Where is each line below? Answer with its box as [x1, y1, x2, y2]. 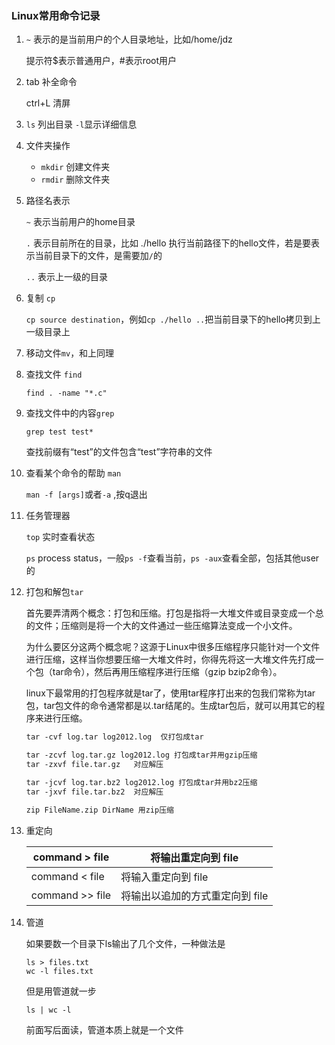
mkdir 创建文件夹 [40, 161, 111, 173]
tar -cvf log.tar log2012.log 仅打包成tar [25, 732, 204, 742]
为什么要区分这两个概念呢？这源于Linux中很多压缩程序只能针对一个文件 [25, 641, 321, 653]
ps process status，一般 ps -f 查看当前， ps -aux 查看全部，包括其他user [25, 552, 320, 564]
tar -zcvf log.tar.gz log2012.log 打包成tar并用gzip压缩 [25, 750, 258, 761]
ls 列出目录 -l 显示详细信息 [25, 118, 138, 131]
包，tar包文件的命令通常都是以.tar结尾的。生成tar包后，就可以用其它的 [25, 700, 317, 712]
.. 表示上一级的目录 [25, 271, 109, 283]
